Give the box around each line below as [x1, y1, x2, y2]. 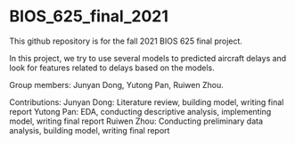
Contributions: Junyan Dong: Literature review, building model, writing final [9, 96, 284, 108]
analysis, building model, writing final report [9, 125, 170, 135]
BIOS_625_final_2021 [9, 6, 169, 27]
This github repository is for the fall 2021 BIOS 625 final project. [9, 36, 243, 46]
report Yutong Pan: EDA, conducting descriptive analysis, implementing [9, 106, 272, 117]
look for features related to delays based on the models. [9, 62, 216, 73]
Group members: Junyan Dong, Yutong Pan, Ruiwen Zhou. [9, 79, 225, 90]
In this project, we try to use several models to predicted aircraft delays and [9, 52, 287, 63]
